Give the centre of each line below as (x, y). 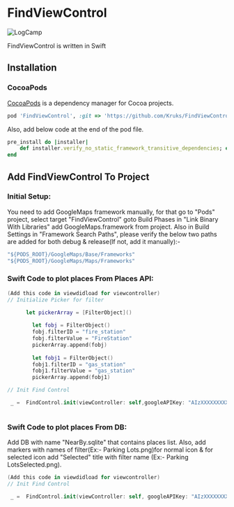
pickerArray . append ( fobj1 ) (71, 378)
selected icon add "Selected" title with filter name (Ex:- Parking (98, 457)
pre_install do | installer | (48, 142)
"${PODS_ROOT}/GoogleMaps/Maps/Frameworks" (71, 261)
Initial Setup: (29, 197)
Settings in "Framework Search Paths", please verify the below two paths (112, 234)
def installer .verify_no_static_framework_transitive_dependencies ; (121, 148)
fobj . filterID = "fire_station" (79, 332)
